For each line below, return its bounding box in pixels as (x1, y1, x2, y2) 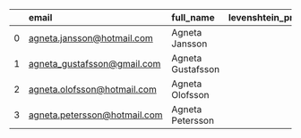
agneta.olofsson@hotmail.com (28, 84, 157, 95)
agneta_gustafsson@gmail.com (28, 58, 161, 69)
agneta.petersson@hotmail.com (28, 109, 163, 121)
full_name (171, 12, 215, 23)
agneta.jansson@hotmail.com (28, 32, 154, 44)
